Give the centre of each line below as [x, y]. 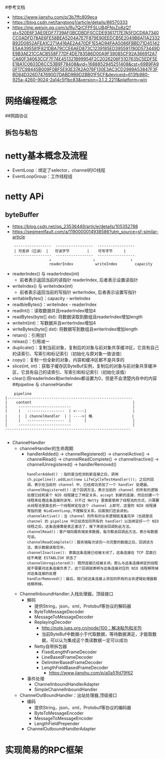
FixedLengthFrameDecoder [69, 652]
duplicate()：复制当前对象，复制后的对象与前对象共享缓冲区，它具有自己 [85, 348]
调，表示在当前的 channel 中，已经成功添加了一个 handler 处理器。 [89, 485]
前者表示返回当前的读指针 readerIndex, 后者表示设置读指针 [79, 280]
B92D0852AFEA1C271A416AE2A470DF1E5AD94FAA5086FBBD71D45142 [86, 43]
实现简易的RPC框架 [44, 750]
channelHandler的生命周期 [46, 449]
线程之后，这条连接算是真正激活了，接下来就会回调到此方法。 [80, 527]
